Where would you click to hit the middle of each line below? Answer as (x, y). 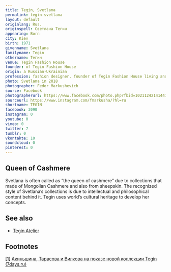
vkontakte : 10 (20, 138)
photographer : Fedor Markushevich (42, 86)
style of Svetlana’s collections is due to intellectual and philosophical (77, 191)
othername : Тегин (24, 57)
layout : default (22, 19)
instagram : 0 (19, 115)
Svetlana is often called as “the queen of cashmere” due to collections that (83, 180)
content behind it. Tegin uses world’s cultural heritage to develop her (77, 196)
